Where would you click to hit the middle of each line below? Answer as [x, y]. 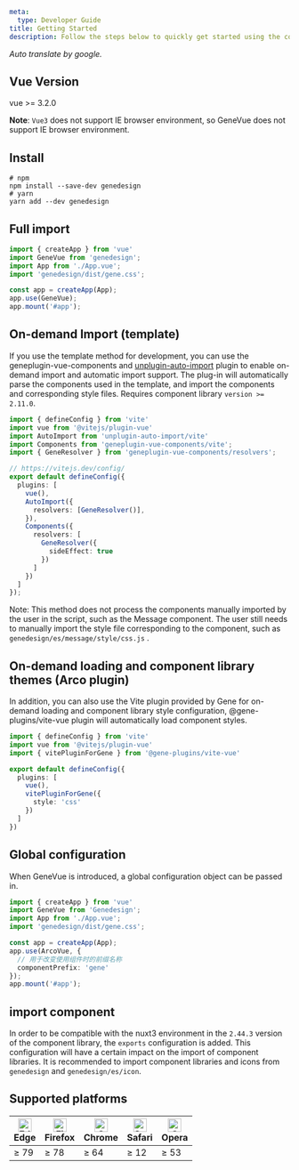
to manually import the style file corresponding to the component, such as [145, 629]
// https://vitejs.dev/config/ [67, 469]
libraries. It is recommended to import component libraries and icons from [145, 1061]
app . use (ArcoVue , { [45, 951]
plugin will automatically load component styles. [159, 721]
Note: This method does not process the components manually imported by [148, 609]
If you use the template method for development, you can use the [129, 356]
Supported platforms [68, 1099]
